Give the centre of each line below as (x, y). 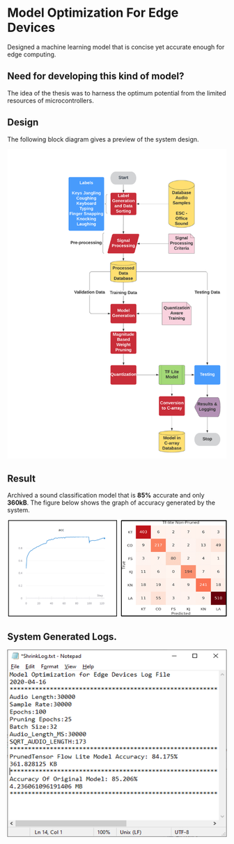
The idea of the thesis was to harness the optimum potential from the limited (117, 93)
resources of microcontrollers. (50, 100)
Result (22, 478)
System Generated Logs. (62, 637)
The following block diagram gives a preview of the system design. (103, 139)
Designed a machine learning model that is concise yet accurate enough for (116, 47)
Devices (31, 28)
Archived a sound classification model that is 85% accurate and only (106, 496)
